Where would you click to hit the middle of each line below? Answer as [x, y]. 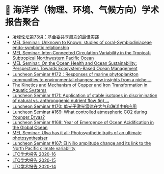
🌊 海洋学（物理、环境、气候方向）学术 [82, 10]
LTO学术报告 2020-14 [34, 166]
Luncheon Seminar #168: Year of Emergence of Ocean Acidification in [83, 122]
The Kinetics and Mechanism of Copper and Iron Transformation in [80, 85]
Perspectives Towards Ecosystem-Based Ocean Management [75, 68]
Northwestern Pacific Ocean [65, 58]
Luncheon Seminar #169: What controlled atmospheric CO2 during [80, 112]
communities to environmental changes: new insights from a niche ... [82, 79]
